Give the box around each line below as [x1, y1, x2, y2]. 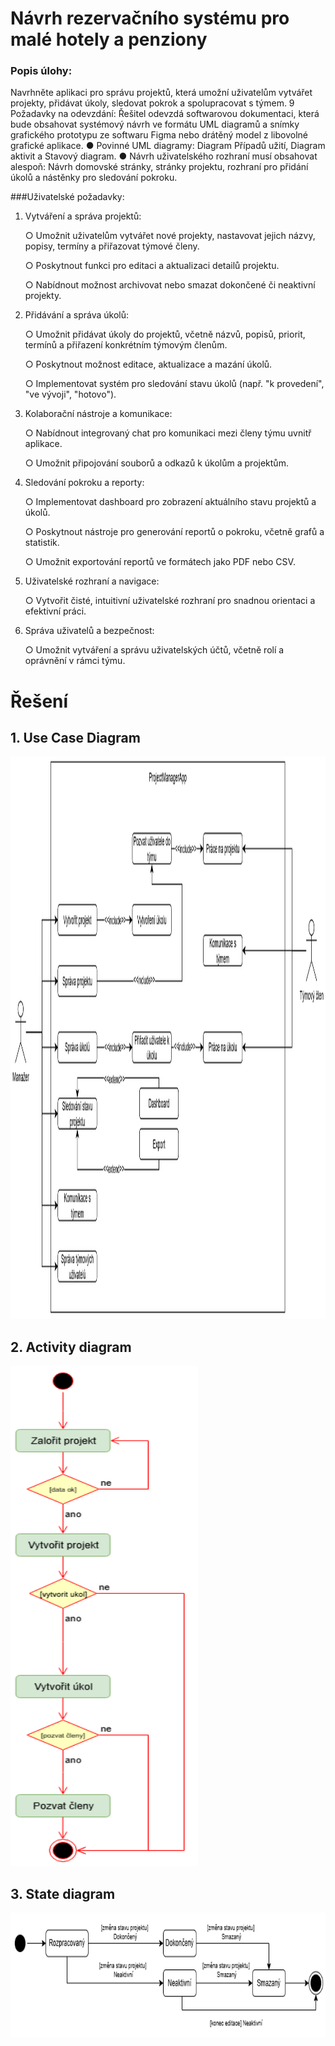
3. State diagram [10, 1885, 116, 1902]
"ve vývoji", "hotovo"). [24, 388, 117, 401]
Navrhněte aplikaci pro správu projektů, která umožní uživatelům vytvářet [10, 87, 313, 99]
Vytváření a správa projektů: [24, 210, 142, 222]
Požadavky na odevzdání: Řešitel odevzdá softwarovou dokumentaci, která [10, 108, 320, 120]
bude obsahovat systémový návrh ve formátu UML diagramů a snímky [10, 118, 300, 131]
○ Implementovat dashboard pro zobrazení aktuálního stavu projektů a [24, 496, 317, 508]
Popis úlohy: [10, 64, 73, 78]
